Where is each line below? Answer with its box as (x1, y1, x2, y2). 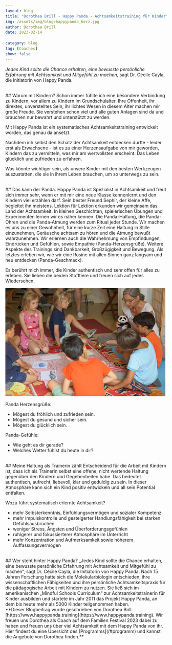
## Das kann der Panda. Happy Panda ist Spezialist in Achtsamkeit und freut (5, 186, 166, 192)
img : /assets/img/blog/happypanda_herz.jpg (5, 19, 100, 24)
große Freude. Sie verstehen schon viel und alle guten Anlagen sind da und (5, 108, 164, 115)
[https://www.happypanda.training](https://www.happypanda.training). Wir (5, 612, 163, 618)
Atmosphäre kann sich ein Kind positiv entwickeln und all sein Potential (5, 484, 155, 491)
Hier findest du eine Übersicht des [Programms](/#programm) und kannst (5, 628, 161, 634)
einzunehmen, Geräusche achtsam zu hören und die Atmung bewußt (5, 230, 150, 236)
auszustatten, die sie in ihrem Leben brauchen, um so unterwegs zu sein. (5, 171, 160, 177)
